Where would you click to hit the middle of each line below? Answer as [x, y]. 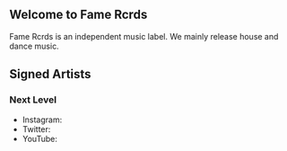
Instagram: [42, 120]
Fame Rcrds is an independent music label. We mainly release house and [144, 36]
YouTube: [40, 138]
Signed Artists [50, 74]
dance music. [35, 46]
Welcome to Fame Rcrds [78, 15]
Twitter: [36, 129]
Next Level [33, 100]
